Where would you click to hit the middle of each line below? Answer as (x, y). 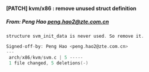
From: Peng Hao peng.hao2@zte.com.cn (58, 22)
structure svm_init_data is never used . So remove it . (75, 36)
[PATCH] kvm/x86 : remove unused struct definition (71, 8)
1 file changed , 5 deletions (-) (48, 63)
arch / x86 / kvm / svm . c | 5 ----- (46, 58)
